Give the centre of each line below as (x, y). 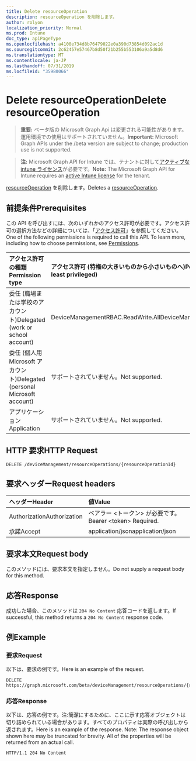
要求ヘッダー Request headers (61, 484)
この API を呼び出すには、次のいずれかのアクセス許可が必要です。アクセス (95, 223)
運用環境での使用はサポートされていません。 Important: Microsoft (99, 137)
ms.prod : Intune (26, 33)
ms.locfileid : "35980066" (37, 71)
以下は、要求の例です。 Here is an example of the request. (75, 669)
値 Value (99, 502)
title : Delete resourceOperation (47, 11)
